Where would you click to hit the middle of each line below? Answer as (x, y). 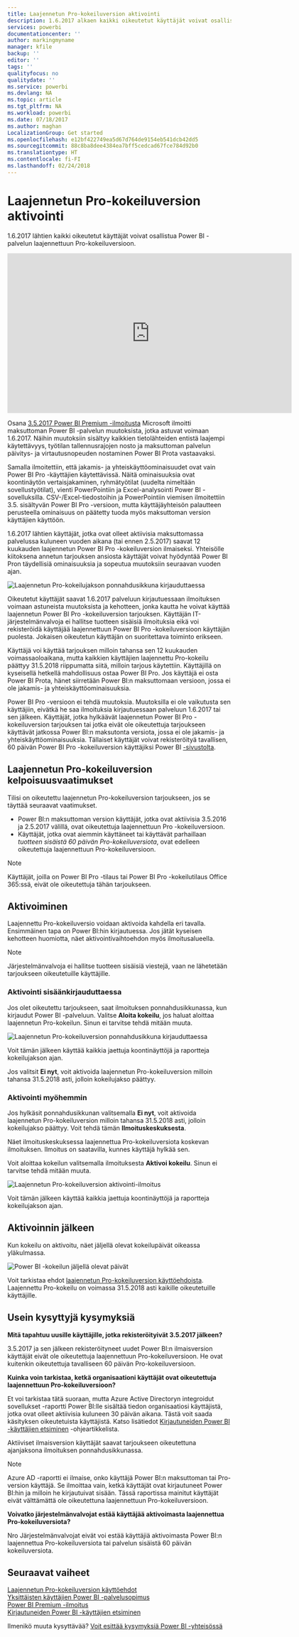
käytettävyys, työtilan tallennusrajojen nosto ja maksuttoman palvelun (109, 445)
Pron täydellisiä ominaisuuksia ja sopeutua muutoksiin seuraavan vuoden (114, 564)
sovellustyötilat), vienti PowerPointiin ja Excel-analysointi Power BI (104, 489)
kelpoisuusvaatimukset (60, 781)
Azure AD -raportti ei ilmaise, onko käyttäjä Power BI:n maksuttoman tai (112, 1477)
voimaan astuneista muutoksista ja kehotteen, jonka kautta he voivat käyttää (119, 606)
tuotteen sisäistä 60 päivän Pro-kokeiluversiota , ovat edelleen (109, 842)
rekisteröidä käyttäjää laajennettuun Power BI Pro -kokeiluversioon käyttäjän (119, 629)
